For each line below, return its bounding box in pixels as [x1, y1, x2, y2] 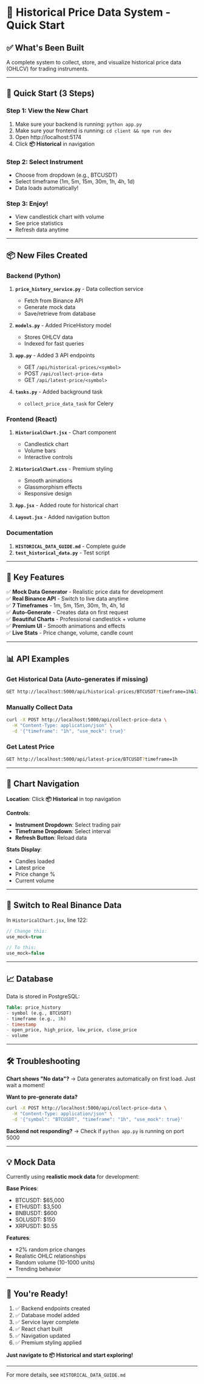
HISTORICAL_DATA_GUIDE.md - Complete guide [15, 542, 126, 550]
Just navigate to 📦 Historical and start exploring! [6, 1351, 134, 1359]
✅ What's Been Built [6, 43, 84, 53]
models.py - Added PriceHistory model [15, 321, 112, 329]
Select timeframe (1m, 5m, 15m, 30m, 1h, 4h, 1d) [15, 177, 135, 185]
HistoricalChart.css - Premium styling [15, 465, 114, 472]
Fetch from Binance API [24, 297, 84, 304]
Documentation [6, 528, 53, 537]
